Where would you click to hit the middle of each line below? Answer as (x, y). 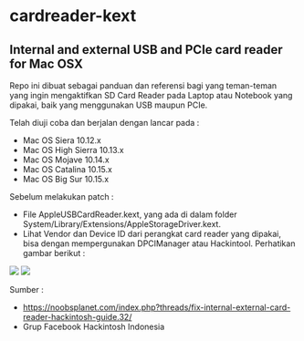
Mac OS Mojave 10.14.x (66, 160)
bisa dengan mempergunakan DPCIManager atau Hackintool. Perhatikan (159, 243)
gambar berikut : (54, 253)
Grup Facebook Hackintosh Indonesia (94, 326)
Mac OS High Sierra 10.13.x (73, 150)
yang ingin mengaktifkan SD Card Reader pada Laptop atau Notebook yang (151, 95)
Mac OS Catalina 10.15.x (67, 169)
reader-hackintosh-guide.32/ (77, 317)
